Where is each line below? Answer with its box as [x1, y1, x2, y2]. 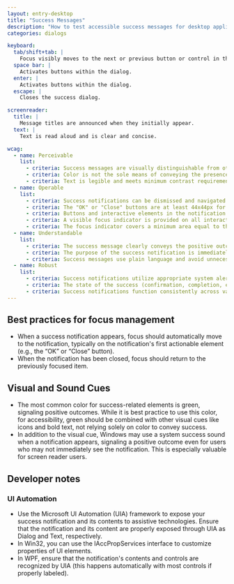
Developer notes [7, 472, 81, 485]
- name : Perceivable [13, 151, 73, 159]
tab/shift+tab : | [13, 49, 64, 56]
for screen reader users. [17, 453, 87, 461]
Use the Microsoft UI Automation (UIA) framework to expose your [17, 509, 205, 518]
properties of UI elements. [17, 546, 93, 555]
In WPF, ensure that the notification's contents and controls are [17, 554, 199, 562]
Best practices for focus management [7, 314, 175, 326]
